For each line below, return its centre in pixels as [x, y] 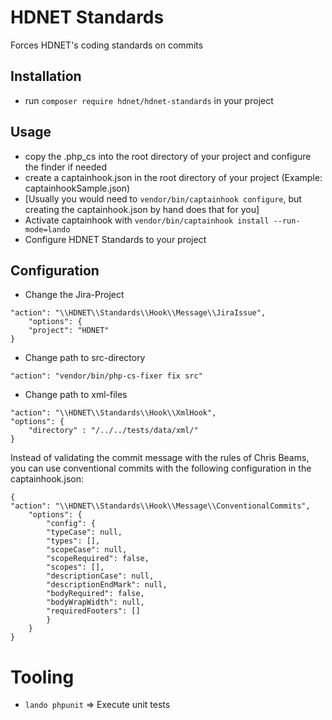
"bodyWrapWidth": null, [95, 602]
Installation [46, 76]
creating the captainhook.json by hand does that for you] [142, 209]
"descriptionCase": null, [100, 576]
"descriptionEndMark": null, [107, 585]
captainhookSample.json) [77, 188]
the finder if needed [65, 167]
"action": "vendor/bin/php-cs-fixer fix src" [106, 376]
